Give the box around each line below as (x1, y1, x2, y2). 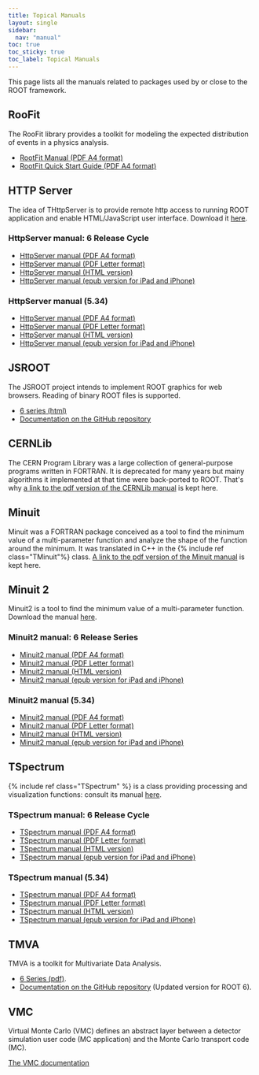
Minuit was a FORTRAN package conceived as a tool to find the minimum (8, 527, 245, 536)
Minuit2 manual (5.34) (8, 695, 96, 706)
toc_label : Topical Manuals (8, 56, 100, 64)
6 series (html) (19, 406, 67, 415)
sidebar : (8, 26, 37, 34)
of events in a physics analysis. (8, 137, 109, 146)
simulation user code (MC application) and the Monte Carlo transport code (8, 1034, 250, 1043)
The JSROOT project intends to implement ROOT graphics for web (8, 382, 223, 391)
